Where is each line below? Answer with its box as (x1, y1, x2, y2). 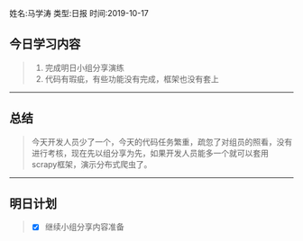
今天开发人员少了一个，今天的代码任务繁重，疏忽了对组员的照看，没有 (31, 136, 293, 147)
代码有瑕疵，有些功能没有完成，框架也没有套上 (44, 73, 219, 84)
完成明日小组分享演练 (44, 62, 124, 73)
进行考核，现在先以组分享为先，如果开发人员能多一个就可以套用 (31, 147, 269, 158)
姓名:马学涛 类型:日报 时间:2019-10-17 (9, 8, 149, 18)
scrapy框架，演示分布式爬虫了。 (31, 158, 152, 169)
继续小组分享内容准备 (44, 221, 124, 232)
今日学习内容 (9, 37, 81, 52)
